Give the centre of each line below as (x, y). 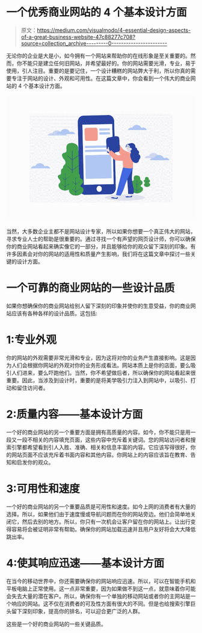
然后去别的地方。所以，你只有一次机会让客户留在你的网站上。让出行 (106, 522)
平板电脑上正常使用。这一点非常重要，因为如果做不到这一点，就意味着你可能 (101, 588)
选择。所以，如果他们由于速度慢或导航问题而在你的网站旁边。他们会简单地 (98, 514)
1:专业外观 (32, 340)
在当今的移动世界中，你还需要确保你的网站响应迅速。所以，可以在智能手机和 (101, 581)
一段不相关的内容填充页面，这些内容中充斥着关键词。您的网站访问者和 (103, 439)
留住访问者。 (32, 388)
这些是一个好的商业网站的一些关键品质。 (56, 624)
